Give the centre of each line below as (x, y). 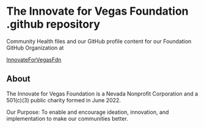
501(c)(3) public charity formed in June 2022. (64, 100)
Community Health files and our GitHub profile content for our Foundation (99, 41)
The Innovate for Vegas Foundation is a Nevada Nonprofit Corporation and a (102, 94)
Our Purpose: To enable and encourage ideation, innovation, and (88, 112)
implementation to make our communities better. (67, 118)
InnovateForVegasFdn (34, 59)
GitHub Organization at (35, 48)
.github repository (53, 24)
